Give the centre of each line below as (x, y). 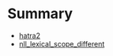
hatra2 (30, 35)
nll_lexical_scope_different (62, 43)
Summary (40, 14)
